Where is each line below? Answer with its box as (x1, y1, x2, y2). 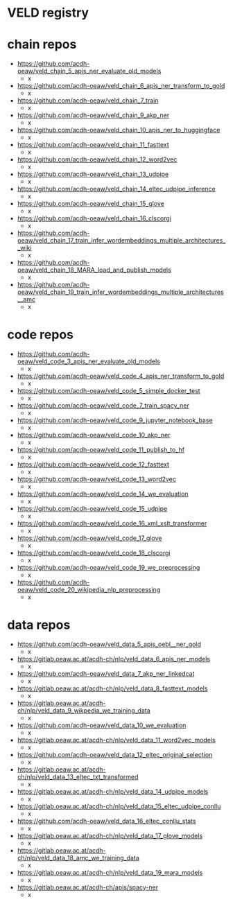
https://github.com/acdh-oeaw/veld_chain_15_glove (17, 200, 164, 208)
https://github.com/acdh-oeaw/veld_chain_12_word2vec (17, 155, 178, 164)
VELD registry (7, 5, 89, 21)
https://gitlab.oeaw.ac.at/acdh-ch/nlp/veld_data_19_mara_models (17, 869, 203, 876)
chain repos (7, 37, 77, 53)
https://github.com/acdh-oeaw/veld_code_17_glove (17, 534, 162, 542)
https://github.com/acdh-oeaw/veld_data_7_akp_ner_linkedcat (17, 670, 195, 677)
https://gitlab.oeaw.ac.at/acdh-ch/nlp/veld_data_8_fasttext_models (17, 684, 208, 693)
